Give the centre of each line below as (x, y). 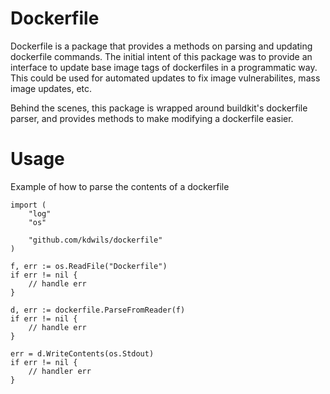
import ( (28, 205)
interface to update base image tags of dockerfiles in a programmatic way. (164, 67)
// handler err (60, 371)
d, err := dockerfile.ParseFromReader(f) (98, 310)
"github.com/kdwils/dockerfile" (95, 240)
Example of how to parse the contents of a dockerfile (120, 186)
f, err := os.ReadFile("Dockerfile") (89, 266)
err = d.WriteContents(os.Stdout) (82, 353)
